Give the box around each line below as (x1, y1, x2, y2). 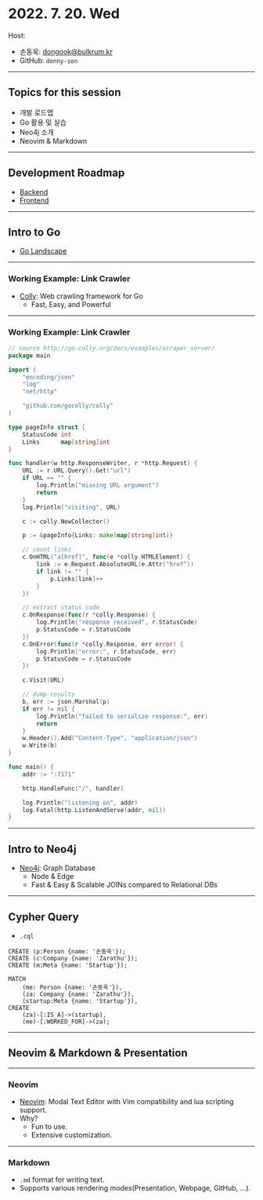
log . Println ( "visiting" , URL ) (22, 503, 121, 511)
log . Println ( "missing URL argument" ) (36, 481, 159, 489)
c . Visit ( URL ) (22, 676, 65, 684)
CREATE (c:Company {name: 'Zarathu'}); (8, 954, 139, 962)
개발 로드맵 (19, 108, 54, 117)
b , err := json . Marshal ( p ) (22, 698, 110, 706)
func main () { (8, 763, 55, 771)
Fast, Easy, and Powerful (31, 299, 111, 309)
